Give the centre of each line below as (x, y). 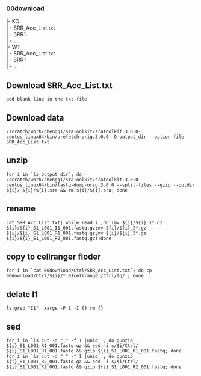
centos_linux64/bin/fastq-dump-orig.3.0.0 (60, 185)
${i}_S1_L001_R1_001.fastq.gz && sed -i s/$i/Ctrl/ (72, 346)
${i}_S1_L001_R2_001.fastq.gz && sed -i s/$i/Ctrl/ (72, 362)
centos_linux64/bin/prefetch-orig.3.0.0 (58, 137)
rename (21, 209)
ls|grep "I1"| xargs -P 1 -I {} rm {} (55, 309)
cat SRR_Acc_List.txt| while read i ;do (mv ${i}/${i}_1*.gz (85, 222)
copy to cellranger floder (54, 256)
